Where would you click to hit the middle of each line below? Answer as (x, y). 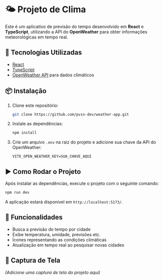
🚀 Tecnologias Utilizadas (43, 52)
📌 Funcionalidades (34, 217)
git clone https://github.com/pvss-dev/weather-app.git (70, 114)
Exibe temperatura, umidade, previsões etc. (56, 234)
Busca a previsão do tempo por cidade (51, 229)
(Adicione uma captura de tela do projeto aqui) (53, 272)
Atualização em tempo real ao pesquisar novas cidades (68, 245)
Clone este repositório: (35, 105)
